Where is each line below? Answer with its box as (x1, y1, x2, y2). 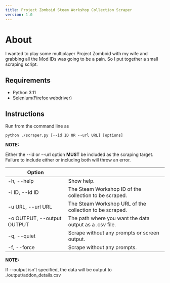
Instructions (5, 109, 45, 118)
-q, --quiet (8, 232, 36, 239)
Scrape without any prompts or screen (68, 229, 159, 236)
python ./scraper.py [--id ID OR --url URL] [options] (5, 133, 123, 138)
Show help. (68, 178, 95, 185)
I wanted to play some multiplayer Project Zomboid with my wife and (5, 51, 148, 57)
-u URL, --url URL (8, 204, 52, 211)
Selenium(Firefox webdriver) (12, 95, 72, 101)
